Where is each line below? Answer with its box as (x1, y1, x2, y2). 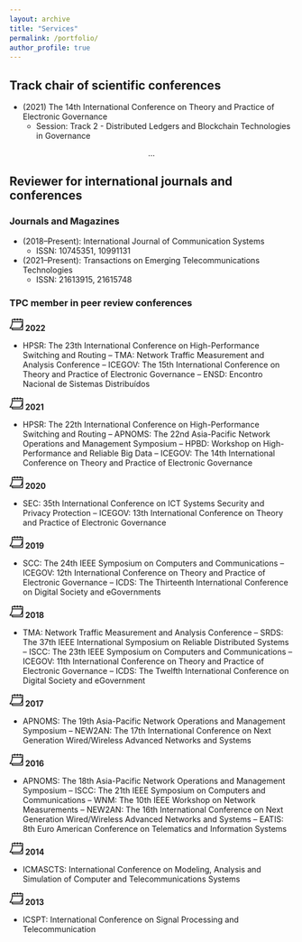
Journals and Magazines (9, 215, 120, 227)
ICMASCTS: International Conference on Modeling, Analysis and (22, 864, 261, 875)
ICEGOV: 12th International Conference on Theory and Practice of (22, 568, 266, 578)
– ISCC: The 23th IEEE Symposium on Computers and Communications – (22, 646, 293, 658)
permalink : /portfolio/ (9, 33, 99, 42)
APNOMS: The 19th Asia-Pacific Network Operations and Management (22, 716, 286, 726)
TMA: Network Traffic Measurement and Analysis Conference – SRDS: (22, 627, 284, 638)
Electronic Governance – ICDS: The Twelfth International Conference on (22, 666, 289, 677)
